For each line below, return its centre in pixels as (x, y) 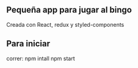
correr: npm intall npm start (41, 58)
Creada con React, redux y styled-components (65, 24)
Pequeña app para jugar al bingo (69, 10)
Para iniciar (28, 44)
